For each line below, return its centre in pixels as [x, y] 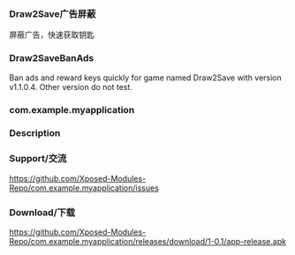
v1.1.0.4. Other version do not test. [71, 86]
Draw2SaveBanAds [52, 58]
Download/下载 [42, 212]
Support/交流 [38, 159]
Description [35, 133]
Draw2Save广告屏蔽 [53, 13]
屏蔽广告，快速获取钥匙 [52, 35]
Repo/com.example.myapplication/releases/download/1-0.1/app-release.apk [148, 242]
